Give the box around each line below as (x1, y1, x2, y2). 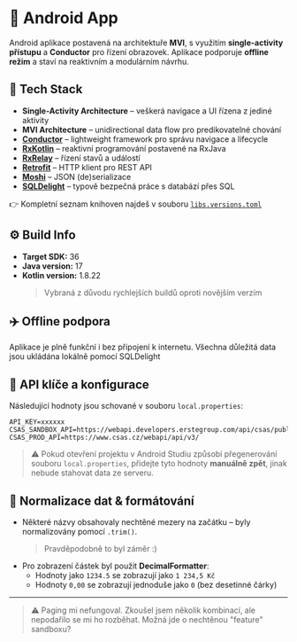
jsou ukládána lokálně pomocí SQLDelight (9, 351, 161, 362)
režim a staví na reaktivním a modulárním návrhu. (9, 56, 190, 67)
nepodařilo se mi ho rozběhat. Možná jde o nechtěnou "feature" (30, 615, 263, 624)
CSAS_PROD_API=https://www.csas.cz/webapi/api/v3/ (9, 434, 200, 442)
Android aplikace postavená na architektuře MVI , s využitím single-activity (9, 37, 284, 48)
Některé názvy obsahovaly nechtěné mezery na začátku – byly (21, 517, 251, 527)
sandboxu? (30, 624, 72, 634)
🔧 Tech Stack (9, 82, 83, 97)
